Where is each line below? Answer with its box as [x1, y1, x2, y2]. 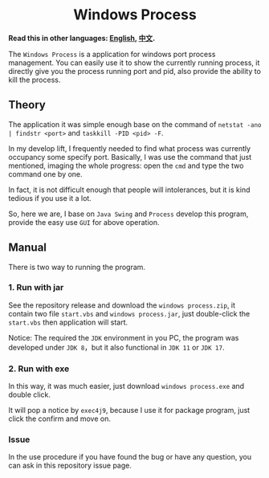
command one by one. [8, 169, 83, 178]
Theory [8, 98, 47, 112]
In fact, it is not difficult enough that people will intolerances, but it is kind [8, 185, 251, 194]
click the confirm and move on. [8, 414, 111, 423]
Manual [8, 241, 47, 255]
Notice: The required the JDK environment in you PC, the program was [8, 333, 239, 342]
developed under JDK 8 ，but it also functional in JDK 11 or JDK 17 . [8, 342, 225, 352]
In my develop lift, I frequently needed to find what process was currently [8, 143, 251, 153]
